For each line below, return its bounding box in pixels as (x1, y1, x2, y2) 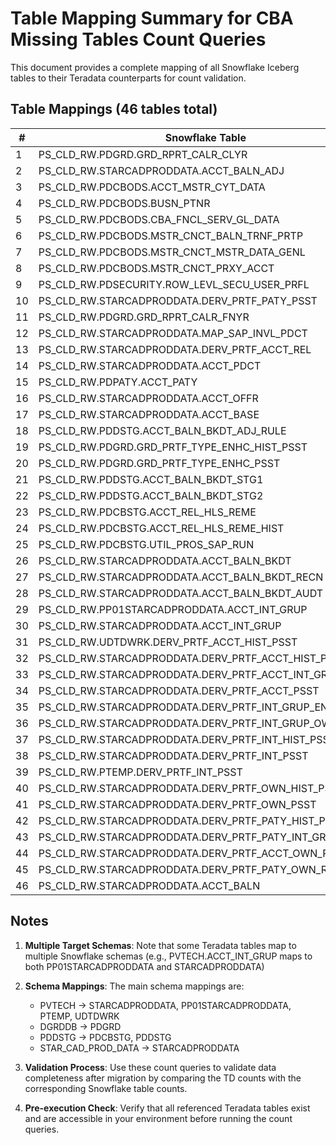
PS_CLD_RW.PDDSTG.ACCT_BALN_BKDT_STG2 (38, 488, 264, 502)
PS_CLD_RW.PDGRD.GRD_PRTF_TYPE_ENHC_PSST (38, 456, 281, 470)
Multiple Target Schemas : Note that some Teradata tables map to (24, 939, 297, 951)
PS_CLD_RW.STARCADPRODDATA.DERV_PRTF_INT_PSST (38, 748, 309, 762)
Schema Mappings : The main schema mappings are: (24, 980, 245, 992)
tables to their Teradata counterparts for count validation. (10, 72, 247, 84)
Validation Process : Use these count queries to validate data (24, 1061, 277, 1073)
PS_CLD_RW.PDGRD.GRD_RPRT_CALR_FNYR (38, 310, 250, 324)
